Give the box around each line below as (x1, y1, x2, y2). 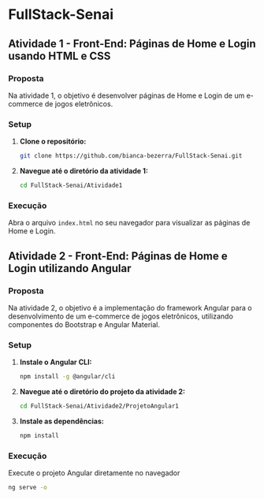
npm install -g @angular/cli (19, 373, 116, 381)
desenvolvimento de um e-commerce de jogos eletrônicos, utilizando (8, 311, 234, 321)
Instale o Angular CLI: (19, 357, 92, 367)
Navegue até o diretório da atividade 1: (19, 166, 148, 176)
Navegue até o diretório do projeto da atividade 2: (19, 387, 186, 397)
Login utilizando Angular (8, 262, 132, 275)
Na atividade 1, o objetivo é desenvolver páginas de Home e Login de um (8, 91, 245, 100)
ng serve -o (8, 483, 47, 492)
